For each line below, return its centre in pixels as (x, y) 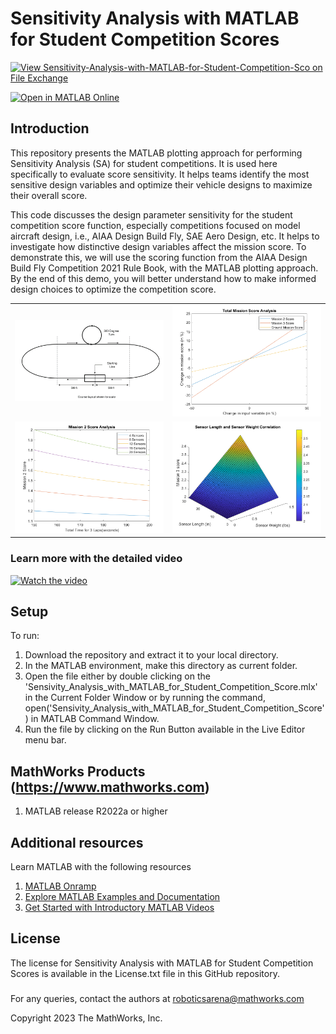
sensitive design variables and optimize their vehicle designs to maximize (161, 184)
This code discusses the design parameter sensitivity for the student (151, 214)
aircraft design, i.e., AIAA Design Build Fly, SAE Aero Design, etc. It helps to (165, 236)
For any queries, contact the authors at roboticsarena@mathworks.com (157, 998)
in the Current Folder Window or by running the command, (145, 698)
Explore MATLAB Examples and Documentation (122, 896)
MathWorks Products (78, 771)
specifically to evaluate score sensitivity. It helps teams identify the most (160, 174)
